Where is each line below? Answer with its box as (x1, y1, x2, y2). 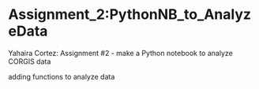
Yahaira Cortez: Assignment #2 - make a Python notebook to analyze (8, 48, 233, 57)
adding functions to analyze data (8, 72, 115, 81)
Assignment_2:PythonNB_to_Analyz (8, 6, 251, 24)
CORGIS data (8, 57, 51, 66)
